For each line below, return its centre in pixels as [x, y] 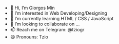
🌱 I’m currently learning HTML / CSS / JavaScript [62, 18]
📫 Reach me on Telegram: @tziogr [47, 30]
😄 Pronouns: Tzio [29, 37]
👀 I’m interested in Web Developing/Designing [59, 13]
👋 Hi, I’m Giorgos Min [32, 8]
